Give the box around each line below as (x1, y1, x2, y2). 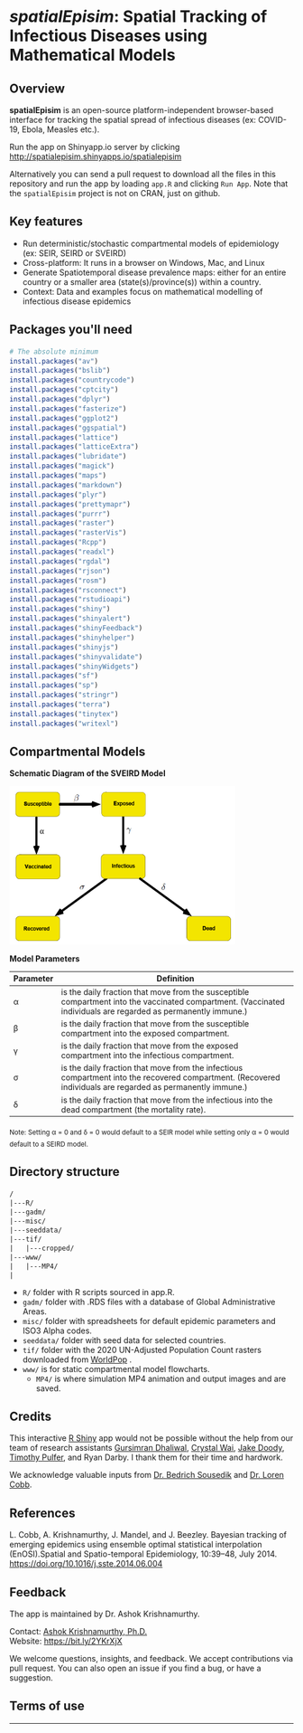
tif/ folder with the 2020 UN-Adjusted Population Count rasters (22, 1344, 262, 1355)
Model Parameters (9, 952, 80, 964)
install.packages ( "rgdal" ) (9, 556, 111, 566)
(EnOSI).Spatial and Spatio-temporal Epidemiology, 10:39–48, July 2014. (9, 1548, 278, 1559)
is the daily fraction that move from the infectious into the (60, 1094, 273, 1105)
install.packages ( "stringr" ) (9, 690, 119, 700)
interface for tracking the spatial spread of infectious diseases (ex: (9, 115, 257, 125)
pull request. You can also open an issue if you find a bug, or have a (9, 1662, 262, 1674)
